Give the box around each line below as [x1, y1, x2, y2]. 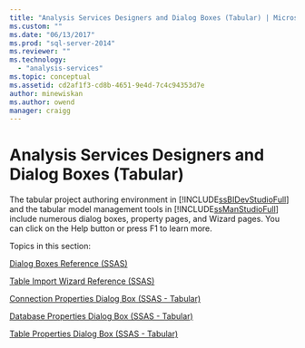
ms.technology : [9, 55, 67, 64]
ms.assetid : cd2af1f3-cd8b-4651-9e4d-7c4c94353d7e [9, 81, 205, 90]
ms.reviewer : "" [9, 47, 71, 56]
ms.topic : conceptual [9, 72, 92, 82]
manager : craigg [9, 106, 71, 115]
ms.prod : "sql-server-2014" [9, 38, 116, 48]
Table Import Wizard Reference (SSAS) [9, 275, 155, 286]
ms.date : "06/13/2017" [9, 30, 95, 39]
